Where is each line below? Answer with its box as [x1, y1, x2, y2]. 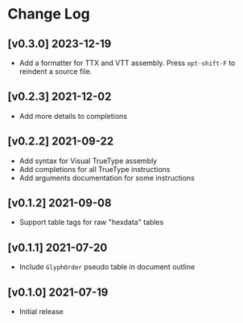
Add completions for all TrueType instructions [19, 164, 171, 174]
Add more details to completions [19, 111, 128, 121]
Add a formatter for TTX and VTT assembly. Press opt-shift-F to [19, 58, 236, 67]
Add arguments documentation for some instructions [19, 173, 195, 182]
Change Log [7, 5, 90, 23]
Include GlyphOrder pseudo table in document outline [19, 262, 196, 272]
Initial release [19, 307, 64, 317]
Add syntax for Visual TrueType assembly [19, 156, 158, 166]
